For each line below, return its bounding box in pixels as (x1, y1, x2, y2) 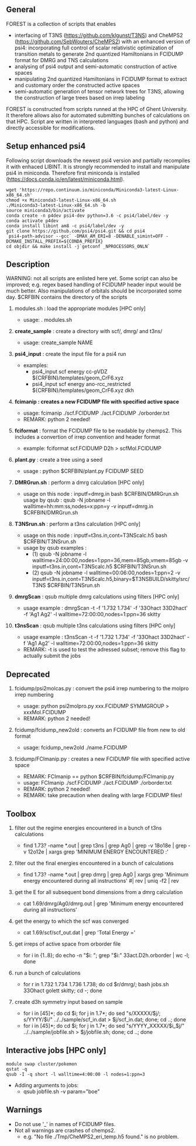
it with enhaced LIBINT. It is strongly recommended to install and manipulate (6, 163, 190, 170)
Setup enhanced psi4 (6, 141, 86, 152)
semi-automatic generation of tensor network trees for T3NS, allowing (14, 88, 184, 95)
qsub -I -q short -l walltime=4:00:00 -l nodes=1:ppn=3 (6, 1071, 145, 1077)
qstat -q (6, 1066, 27, 1072)
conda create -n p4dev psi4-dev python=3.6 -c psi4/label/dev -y (6, 213, 169, 219)
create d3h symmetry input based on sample (14, 999, 123, 1006)
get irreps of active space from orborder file (14, 940, 121, 947)
